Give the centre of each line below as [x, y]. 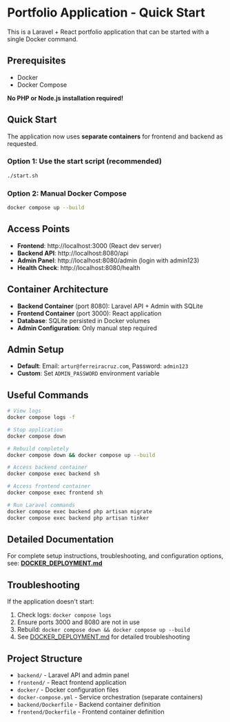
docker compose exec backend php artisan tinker [78, 518]
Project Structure [45, 658]
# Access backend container [48, 467]
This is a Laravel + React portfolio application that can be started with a [108, 32]
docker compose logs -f [41, 417]
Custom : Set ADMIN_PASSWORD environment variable [88, 373]
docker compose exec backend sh [53, 474]
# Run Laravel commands [41, 505]
